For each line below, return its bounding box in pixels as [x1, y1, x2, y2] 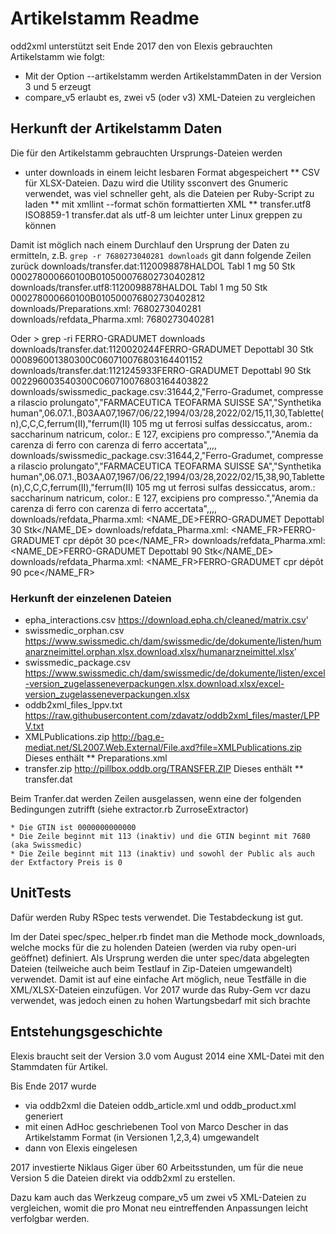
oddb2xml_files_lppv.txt [24, 699, 123, 711]
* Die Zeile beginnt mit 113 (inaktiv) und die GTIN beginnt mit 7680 [10, 832, 311, 842]
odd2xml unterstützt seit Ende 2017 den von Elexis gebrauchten [10, 40, 273, 52]
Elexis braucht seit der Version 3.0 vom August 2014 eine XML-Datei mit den [10, 1050, 325, 1062]
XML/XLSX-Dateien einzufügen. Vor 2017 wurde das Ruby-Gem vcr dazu [10, 983, 311, 996]
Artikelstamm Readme [10, 7, 200, 30]
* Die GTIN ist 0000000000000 [10, 823, 137, 833]
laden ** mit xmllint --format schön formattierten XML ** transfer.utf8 [24, 198, 312, 210]
